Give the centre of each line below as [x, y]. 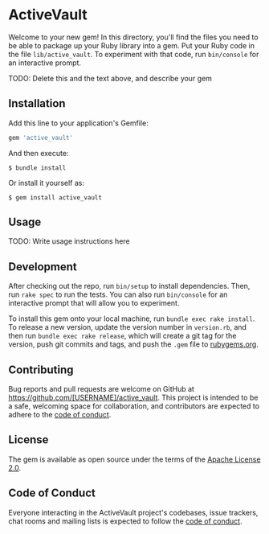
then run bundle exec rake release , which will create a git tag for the [122, 336]
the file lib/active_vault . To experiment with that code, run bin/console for [134, 54]
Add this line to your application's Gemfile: [78, 123]
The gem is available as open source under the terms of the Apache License [134, 459]
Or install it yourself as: [46, 183]
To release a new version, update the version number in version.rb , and [128, 327]
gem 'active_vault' [41, 138]
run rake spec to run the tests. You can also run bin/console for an [118, 294]
